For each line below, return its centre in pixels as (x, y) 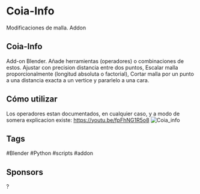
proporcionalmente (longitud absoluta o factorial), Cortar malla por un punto (100, 74)
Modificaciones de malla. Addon (46, 28)
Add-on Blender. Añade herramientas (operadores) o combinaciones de (95, 61)
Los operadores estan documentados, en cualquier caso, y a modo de (93, 114)
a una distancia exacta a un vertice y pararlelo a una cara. (78, 80)
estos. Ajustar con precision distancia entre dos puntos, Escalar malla (92, 67)
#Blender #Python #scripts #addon (50, 153)
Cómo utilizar (32, 99)
